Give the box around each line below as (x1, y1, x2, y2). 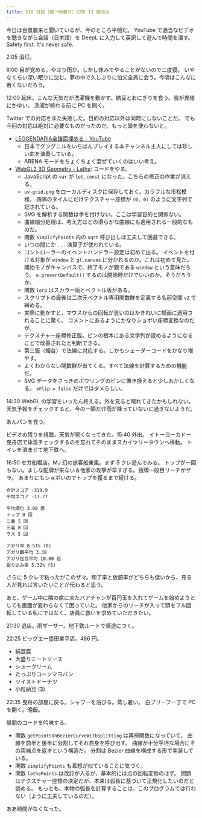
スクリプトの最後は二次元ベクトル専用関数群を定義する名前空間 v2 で (24, 294, 197, 301)
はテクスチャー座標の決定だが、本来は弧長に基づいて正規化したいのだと (14, 777, 195, 784)
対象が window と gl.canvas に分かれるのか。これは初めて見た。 (34, 256, 192, 263)
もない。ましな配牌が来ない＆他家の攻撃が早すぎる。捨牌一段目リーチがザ (6, 466, 191, 473)
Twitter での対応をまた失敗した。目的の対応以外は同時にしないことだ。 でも (6, 114, 195, 122)
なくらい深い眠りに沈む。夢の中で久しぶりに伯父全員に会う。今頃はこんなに (6, 73, 197, 81)
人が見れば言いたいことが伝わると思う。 (6, 581, 107, 588)
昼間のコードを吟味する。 (6, 719, 70, 726)
